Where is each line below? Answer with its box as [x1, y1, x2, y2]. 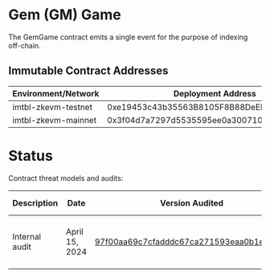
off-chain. [8, 40, 42, 50]
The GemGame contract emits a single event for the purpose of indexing [8, 32, 248, 42]
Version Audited [159, 197, 223, 208]
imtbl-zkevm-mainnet [12, 114, 97, 125]
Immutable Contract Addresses [8, 64, 169, 78]
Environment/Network [12, 88, 100, 99]
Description [12, 197, 59, 208]
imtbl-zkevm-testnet [12, 101, 92, 112]
